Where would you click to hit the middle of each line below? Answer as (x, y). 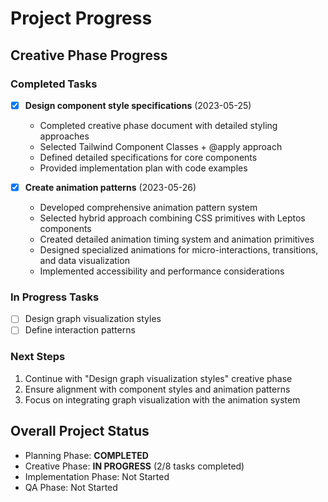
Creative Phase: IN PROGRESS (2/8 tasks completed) (134, 466)
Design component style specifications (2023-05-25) (138, 105)
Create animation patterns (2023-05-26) (110, 187)
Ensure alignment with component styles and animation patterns (157, 389)
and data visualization (84, 260)
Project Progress (81, 18)
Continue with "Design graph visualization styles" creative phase (158, 378)
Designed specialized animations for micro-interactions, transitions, (179, 250)
